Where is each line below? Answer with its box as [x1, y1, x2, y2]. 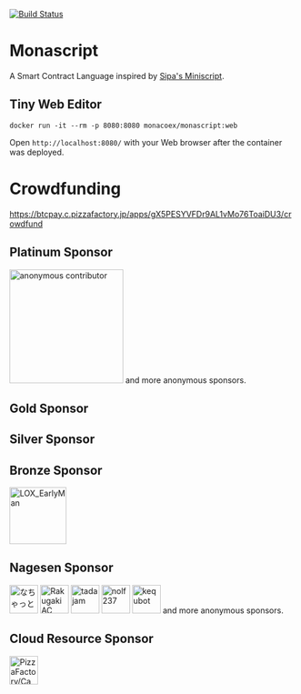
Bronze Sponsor [9, 462, 103, 478]
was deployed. [9, 146, 65, 157]
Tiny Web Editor [9, 96, 103, 113]
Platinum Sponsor [9, 245, 114, 260]
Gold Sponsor [9, 400, 89, 416]
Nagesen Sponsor [9, 560, 114, 576]
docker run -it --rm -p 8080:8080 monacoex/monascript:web [9, 121, 238, 130]
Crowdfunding [9, 178, 121, 199]
